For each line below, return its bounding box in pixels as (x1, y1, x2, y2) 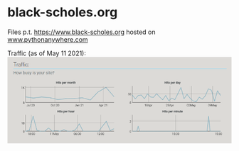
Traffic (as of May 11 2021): (7, 49, 87, 57)
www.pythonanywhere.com (7, 35, 88, 43)
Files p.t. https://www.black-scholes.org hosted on (7, 28, 156, 36)
